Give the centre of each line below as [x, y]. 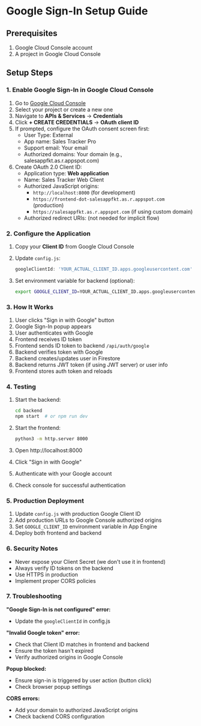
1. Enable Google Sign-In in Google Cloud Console [80, 90]
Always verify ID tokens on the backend [64, 568]
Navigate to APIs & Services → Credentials [69, 116]
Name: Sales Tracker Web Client [64, 180]
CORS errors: [23, 698]
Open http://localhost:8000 [49, 450]
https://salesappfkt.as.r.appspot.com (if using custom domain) [113, 211]
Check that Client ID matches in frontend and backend [82, 644]
